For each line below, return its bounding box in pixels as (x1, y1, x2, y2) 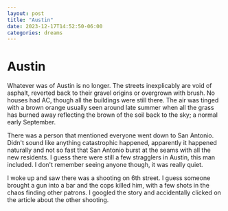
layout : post (7, 10, 45, 17)
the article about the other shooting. (7, 196, 109, 204)
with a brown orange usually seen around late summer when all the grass (7, 104, 214, 112)
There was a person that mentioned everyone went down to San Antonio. (7, 131, 214, 140)
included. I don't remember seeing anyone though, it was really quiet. (7, 161, 204, 169)
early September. (7, 118, 56, 126)
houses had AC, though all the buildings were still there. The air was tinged (7, 96, 219, 104)
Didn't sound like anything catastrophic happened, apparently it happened (7, 139, 218, 147)
